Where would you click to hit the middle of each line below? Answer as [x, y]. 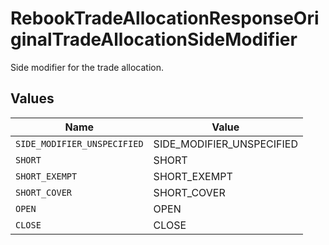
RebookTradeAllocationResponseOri [165, 18]
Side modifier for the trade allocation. [87, 67]
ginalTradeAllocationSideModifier [154, 39]
